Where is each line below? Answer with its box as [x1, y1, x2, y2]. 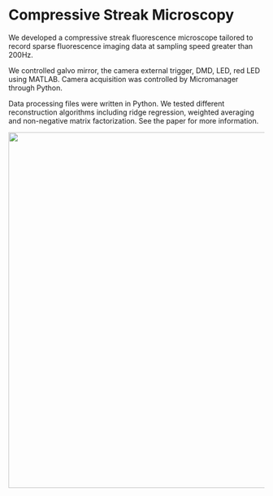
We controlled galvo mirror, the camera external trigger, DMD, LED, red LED [8, 65, 261, 75]
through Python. [8, 83, 63, 93]
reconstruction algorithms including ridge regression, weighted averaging [8, 107, 254, 117]
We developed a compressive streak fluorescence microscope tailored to [8, 33, 253, 42]
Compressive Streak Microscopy [8, 6, 234, 24]
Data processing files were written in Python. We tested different [8, 98, 225, 108]
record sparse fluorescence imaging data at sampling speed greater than [8, 41, 253, 50]
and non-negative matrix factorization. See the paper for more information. [8, 115, 259, 125]
